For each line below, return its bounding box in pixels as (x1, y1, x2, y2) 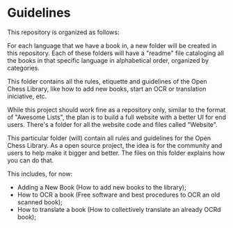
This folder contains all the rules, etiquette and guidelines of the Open (7, 77, 207, 85)
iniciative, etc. (7, 92, 47, 100)
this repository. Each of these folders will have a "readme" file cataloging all (7, 49, 225, 57)
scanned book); (17, 197, 63, 206)
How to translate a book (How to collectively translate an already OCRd (17, 205, 221, 213)
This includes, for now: (7, 169, 73, 178)
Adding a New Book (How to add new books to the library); (17, 183, 186, 191)
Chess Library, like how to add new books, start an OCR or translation (7, 84, 207, 93)
